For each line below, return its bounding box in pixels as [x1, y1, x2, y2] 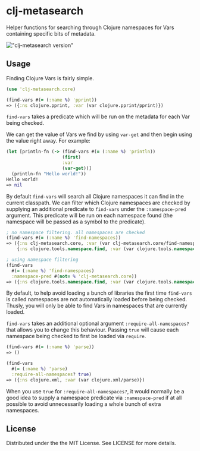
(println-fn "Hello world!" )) [11, 171, 86, 176]
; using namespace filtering [6, 257, 79, 263]
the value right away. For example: [6, 137, 90, 144]
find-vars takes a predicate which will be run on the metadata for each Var [6, 113, 190, 120]
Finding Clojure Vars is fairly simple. [6, 74, 94, 81]
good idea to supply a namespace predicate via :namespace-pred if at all [6, 394, 182, 401]
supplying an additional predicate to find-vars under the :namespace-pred [6, 205, 186, 212]
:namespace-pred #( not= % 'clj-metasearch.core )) [11, 273, 137, 279]
